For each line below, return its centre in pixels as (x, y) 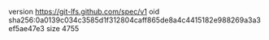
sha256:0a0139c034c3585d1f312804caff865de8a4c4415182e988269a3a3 (135, 20)
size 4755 (63, 28)
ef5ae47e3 (26, 28)
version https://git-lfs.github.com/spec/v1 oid (84, 12)
